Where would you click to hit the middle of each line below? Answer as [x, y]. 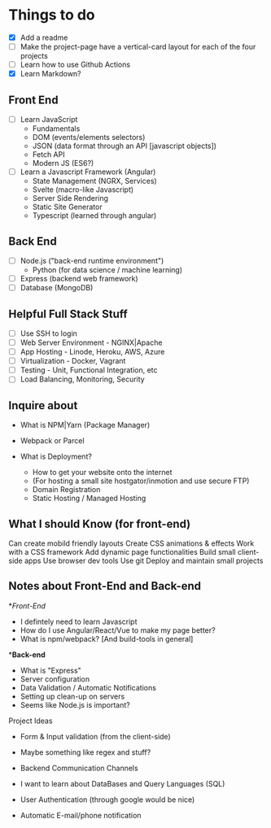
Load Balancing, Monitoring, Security [82, 379]
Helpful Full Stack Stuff [68, 314]
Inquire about [43, 405]
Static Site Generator [68, 207]
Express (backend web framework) [79, 279]
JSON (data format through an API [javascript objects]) [125, 146]
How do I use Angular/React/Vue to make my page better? [118, 630]
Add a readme [44, 37]
